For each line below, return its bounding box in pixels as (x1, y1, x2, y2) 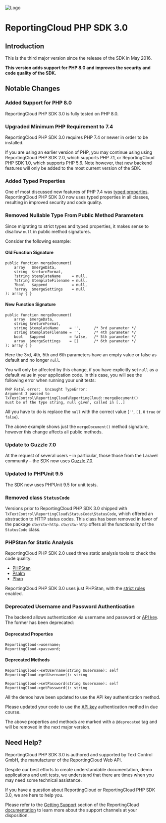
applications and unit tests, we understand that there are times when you (5, 772, 154, 778)
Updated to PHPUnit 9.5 (5, 470, 63, 477)
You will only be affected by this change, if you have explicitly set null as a (5, 366, 158, 373)
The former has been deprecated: (5, 619, 74, 625)
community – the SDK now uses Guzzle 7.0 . (5, 458, 94, 464)
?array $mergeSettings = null (14, 287, 85, 292)
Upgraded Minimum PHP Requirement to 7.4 (5, 123, 113, 130)
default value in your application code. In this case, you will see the (5, 372, 142, 378)
